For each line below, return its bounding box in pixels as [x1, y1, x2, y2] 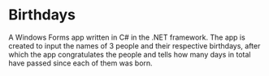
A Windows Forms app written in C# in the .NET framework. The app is [8, 32, 245, 42]
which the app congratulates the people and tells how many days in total [8, 49, 251, 59]
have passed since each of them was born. [8, 58, 153, 68]
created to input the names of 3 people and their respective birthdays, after [8, 40, 261, 50]
